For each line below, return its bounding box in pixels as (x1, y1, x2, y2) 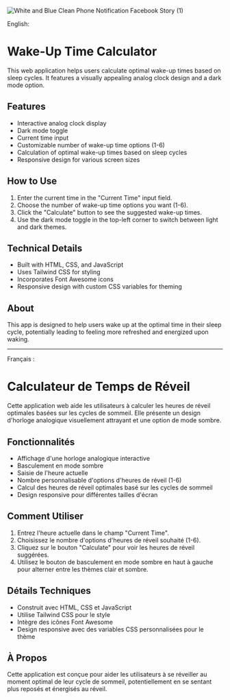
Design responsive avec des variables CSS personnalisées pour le (16, 625, 204, 633)
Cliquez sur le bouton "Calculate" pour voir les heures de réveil (16, 543, 195, 551)
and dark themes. (16, 223, 67, 231)
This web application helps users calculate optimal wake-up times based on (7, 66, 221, 75)
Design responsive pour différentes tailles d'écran (16, 490, 158, 498)
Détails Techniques (7, 585, 91, 596)
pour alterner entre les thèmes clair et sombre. (16, 565, 149, 573)
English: (7, 20, 29, 27)
